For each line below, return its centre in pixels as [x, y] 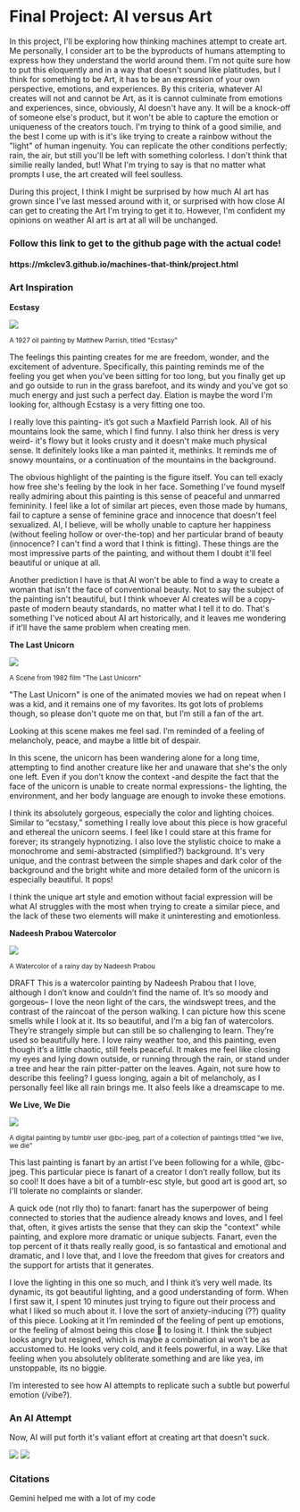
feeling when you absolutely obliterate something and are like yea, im [137, 1358]
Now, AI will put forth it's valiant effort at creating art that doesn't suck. [139, 1438]
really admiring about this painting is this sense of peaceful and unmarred [145, 496]
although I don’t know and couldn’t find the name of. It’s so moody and [139, 992]
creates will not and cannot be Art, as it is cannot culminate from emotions [146, 98]
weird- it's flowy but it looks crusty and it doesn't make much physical [138, 441]
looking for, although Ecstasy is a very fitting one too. [107, 404]
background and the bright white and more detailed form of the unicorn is [145, 870]
